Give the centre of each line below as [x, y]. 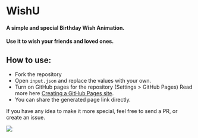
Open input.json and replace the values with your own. [83, 81]
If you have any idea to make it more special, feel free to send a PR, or [92, 111]
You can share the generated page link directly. [73, 100]
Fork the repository [38, 74]
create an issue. [26, 118]
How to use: [29, 60]
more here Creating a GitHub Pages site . [64, 93]
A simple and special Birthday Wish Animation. [65, 27]
